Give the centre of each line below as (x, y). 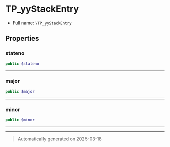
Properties (22, 39)
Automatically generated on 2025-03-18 (60, 139)
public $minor (20, 120)
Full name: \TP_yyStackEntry (42, 23)
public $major (20, 91)
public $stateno (22, 64)
